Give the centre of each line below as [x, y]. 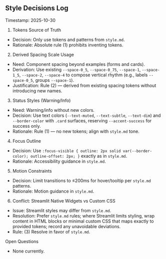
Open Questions [22, 241]
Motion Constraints [32, 171]
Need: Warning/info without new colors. [53, 110]
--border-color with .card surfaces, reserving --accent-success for [82, 121]
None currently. [28, 251]
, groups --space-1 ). [53, 80]
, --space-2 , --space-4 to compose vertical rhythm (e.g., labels [83, 75]
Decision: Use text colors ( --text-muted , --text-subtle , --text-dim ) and [86, 115]
